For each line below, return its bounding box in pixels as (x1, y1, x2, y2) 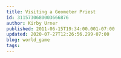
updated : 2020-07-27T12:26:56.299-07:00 (6, 31, 110, 37)
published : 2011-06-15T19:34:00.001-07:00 (6, 25, 115, 32)
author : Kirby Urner (6, 20, 59, 26)
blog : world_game (6, 37, 50, 43)
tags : (6, 43, 20, 49)
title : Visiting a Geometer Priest (6, 8, 96, 15)
